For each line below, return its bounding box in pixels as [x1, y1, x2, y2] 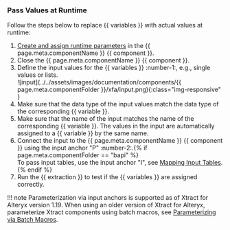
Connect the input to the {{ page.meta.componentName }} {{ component [16, 137, 223, 145]
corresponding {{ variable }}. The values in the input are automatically [16, 122, 215, 130]
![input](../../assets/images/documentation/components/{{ [16, 78, 182, 87]
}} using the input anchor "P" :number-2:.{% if [16, 143, 148, 152]
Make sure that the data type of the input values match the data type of [16, 100, 219, 108]
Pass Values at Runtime [7, 5, 87, 15]
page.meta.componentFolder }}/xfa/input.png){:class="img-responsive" [16, 85, 222, 94]
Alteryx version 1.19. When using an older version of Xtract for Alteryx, [7, 201, 205, 209]
